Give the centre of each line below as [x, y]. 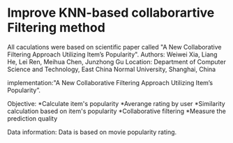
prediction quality [32, 118]
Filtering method [57, 28]
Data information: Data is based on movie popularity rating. [92, 132]
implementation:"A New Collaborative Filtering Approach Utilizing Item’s [110, 82]
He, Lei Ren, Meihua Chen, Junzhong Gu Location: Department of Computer [117, 61]
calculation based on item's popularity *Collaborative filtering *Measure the [117, 111]
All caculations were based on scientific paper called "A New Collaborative [114, 47]
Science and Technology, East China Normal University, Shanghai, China [112, 69]
